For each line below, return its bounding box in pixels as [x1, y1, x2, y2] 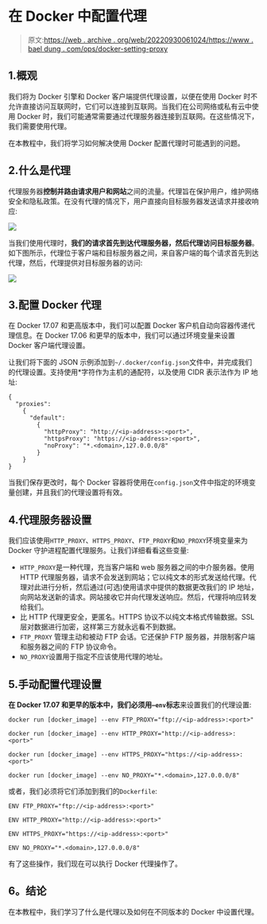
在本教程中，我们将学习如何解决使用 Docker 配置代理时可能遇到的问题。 [8, 138, 245, 148]
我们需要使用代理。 [8, 121, 72, 131]
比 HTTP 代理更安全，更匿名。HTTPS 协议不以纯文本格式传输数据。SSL [19, 613, 255, 622]
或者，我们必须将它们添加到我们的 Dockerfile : [8, 787, 157, 795]
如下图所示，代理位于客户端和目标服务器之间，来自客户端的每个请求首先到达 [8, 248, 259, 257]
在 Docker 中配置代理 [8, 7, 147, 25]
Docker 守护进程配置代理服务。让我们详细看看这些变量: [8, 546, 189, 555]
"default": [29, 414, 66, 422]
